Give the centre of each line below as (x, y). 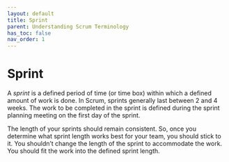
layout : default (31, 14)
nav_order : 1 (26, 40)
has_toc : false (29, 33)
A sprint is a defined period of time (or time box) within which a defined (110, 93)
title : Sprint (28, 20)
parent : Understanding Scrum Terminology (68, 26)
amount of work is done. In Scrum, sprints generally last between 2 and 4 (112, 101)
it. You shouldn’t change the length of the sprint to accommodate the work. (115, 144)
